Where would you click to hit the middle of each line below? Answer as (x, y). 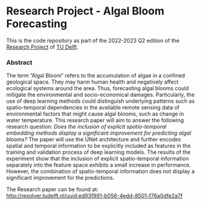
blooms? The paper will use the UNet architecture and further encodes (94, 139)
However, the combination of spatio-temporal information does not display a (100, 171)
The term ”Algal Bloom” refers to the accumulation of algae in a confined (96, 76)
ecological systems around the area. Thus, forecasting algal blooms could (97, 88)
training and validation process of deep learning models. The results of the (98, 152)
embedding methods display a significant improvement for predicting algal (99, 133)
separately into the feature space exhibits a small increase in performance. (98, 165)
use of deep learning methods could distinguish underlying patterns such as (100, 101)
